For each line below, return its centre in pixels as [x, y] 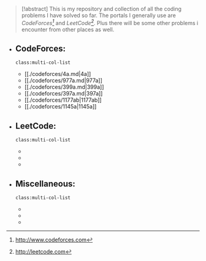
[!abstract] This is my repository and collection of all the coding [101, 9]
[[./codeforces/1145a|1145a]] [60, 107]
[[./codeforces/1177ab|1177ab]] [63, 100]
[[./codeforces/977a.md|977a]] [63, 81]
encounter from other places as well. [68, 29]
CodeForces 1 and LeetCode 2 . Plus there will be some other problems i [110, 22]
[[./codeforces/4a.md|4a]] [58, 74]
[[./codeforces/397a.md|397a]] [63, 94]
